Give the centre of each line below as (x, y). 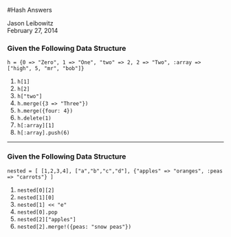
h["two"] (30, 97)
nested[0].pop (37, 212)
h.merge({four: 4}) (45, 111)
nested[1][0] (36, 197)
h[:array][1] (36, 126)
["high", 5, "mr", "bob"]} (46, 69)
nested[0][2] (36, 190)
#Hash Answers (30, 10)
